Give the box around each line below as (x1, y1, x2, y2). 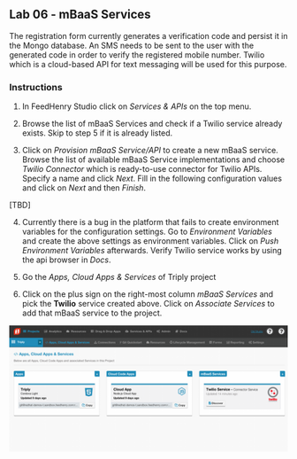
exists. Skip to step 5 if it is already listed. (21, 128, 173, 138)
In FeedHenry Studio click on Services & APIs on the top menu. (21, 101, 252, 112)
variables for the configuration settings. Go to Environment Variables (21, 226, 272, 237)
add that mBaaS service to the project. (21, 307, 163, 318)
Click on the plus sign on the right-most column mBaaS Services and (21, 289, 274, 300)
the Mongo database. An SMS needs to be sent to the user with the (9, 40, 255, 51)
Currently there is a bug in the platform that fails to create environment (21, 217, 279, 228)
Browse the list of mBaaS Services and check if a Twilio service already (21, 119, 283, 129)
